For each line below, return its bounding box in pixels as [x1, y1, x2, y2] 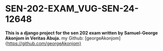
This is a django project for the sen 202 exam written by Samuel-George [5, 30, 158, 36]
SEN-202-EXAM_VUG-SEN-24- [5, 3, 139, 14]
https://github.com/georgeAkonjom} [6, 40, 81, 46]
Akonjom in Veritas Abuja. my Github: [5, 35, 84, 41]
